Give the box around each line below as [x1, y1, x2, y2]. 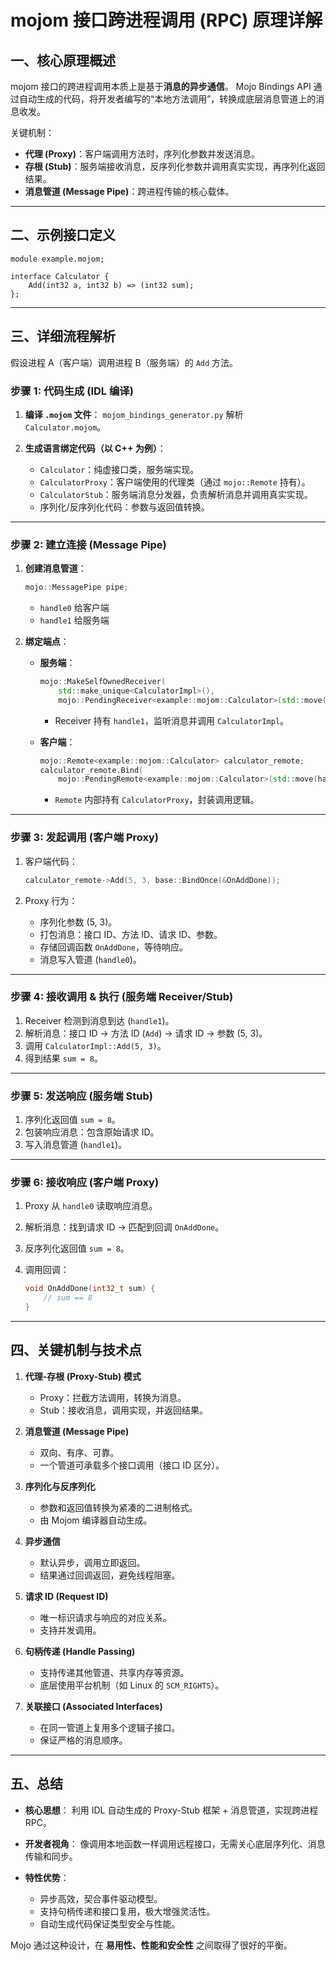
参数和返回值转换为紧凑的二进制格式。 [39, 1501, 198, 1513]
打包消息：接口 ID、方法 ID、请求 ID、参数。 [39, 928, 223, 940]
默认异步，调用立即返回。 [39, 1556, 146, 1568]
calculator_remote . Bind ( [39, 765, 144, 775]
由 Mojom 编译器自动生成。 [39, 1514, 153, 1526]
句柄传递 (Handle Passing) [24, 1645, 136, 1657]
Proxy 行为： [24, 894, 78, 906]
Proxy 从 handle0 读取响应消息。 [24, 1200, 158, 1212]
